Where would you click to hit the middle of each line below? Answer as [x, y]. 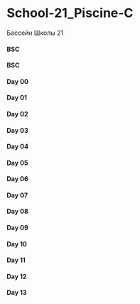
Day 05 [17, 163]
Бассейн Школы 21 [35, 33]
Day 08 [18, 212]
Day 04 [18, 146]
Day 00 [18, 81]
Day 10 [17, 244]
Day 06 [18, 179]
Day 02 [18, 114]
